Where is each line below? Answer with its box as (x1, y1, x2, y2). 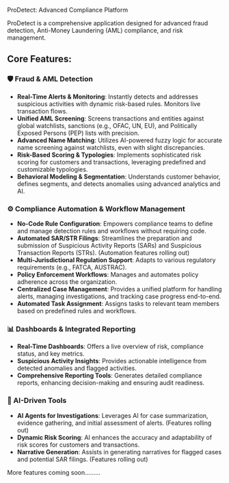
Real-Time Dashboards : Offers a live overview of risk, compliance (16, 342, 204, 351)
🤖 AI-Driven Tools (7, 396, 67, 406)
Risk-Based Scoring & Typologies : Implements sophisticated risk (16, 151, 202, 159)
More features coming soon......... (7, 468, 101, 476)
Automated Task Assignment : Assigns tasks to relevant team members (16, 299, 220, 307)
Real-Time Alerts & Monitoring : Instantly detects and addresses (16, 92, 198, 101)
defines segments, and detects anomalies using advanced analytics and (16, 179, 221, 187)
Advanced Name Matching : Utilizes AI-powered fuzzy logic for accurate (16, 136, 222, 144)
